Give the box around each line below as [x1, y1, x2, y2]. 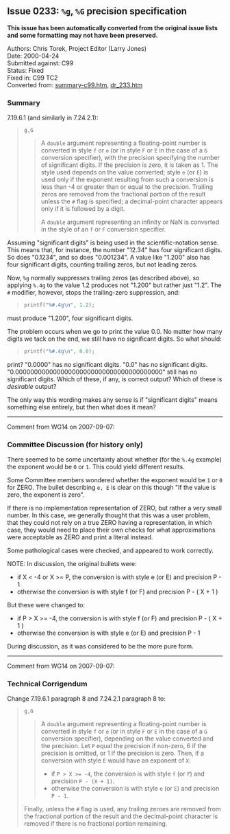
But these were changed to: [7, 601, 86, 609]
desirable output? [7, 382, 57, 390]
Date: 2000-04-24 [7, 52, 60, 60]
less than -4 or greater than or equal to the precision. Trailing [40, 183, 214, 191]
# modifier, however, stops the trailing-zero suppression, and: [7, 289, 180, 297]
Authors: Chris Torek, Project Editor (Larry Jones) [7, 44, 147, 52]
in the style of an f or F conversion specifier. [40, 225, 166, 234]
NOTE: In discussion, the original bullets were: [7, 560, 137, 568]
